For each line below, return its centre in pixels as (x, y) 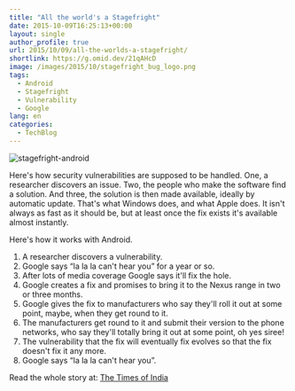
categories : (31, 125)
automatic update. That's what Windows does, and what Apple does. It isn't (147, 203)
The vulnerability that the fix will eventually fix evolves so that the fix (147, 341)
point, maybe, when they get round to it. (95, 313)
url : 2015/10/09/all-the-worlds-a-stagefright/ (99, 51)
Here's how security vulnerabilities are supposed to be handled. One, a (139, 175)
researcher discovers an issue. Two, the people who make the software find (147, 184)
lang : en (25, 116)
